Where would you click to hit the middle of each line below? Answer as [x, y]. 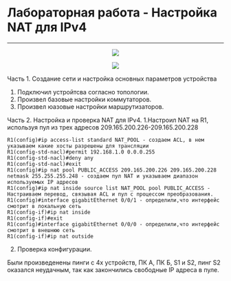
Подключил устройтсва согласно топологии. [83, 92]
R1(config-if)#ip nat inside [49, 212]
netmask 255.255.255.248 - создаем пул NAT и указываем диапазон [102, 176]
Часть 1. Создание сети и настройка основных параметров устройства [112, 79]
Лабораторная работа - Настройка [112, 13]
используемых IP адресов [43, 182]
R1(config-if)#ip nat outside [51, 236]
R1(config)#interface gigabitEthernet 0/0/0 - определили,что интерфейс [113, 224]
